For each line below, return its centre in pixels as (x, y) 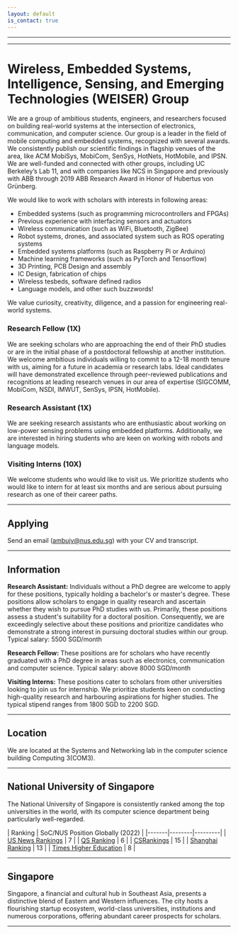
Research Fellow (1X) (44, 329)
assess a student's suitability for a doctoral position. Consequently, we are (116, 617)
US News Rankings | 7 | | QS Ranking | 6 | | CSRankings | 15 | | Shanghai (113, 840)
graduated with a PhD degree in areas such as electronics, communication (116, 660)
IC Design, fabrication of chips (62, 274)
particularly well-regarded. (46, 818)
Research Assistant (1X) (50, 407)
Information (34, 569)
